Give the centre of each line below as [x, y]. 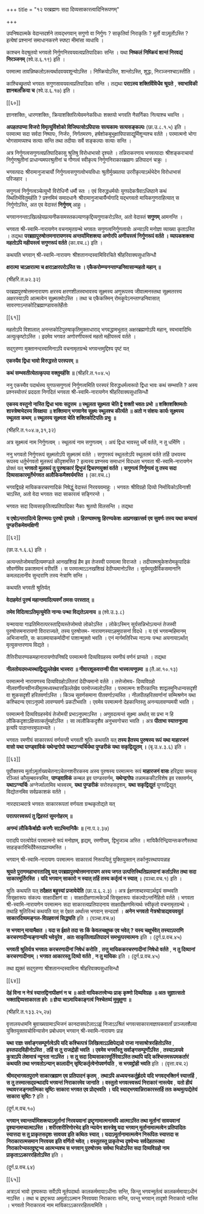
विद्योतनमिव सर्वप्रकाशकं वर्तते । [36, 792]
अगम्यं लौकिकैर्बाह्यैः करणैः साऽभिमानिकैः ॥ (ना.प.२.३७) [58, 828]
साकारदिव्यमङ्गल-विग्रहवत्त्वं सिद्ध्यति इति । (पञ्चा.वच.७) [61, 918]
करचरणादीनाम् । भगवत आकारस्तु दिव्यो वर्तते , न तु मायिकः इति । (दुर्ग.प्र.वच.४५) [83, 956]
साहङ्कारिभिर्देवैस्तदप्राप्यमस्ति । [36, 847]
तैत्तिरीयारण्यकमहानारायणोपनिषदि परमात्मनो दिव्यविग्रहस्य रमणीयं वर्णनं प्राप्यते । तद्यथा [86, 657]
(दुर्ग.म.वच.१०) [21, 1108]
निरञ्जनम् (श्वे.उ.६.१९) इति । [36, 59]
